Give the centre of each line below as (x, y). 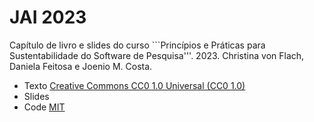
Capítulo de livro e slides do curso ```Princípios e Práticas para (137, 45)
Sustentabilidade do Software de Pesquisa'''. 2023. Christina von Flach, (157, 55)
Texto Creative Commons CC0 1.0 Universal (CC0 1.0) (134, 85)
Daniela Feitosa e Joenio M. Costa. (81, 66)
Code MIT (44, 107)
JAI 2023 (48, 17)
